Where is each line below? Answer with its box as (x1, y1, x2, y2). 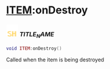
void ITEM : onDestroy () (6, 45, 62, 51)
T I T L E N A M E (19, 30, 54, 40)
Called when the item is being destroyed (6, 56, 105, 63)
